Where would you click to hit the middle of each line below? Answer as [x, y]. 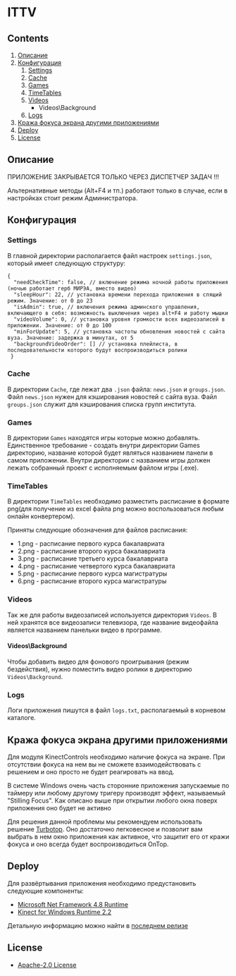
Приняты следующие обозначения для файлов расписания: [98, 530]
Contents [28, 38]
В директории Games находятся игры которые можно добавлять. [104, 438]
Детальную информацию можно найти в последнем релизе [98, 925]
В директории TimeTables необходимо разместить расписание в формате [118, 501]
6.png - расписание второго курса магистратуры [92, 581]
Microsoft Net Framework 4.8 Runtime [73, 904]
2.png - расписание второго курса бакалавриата [91, 551]
